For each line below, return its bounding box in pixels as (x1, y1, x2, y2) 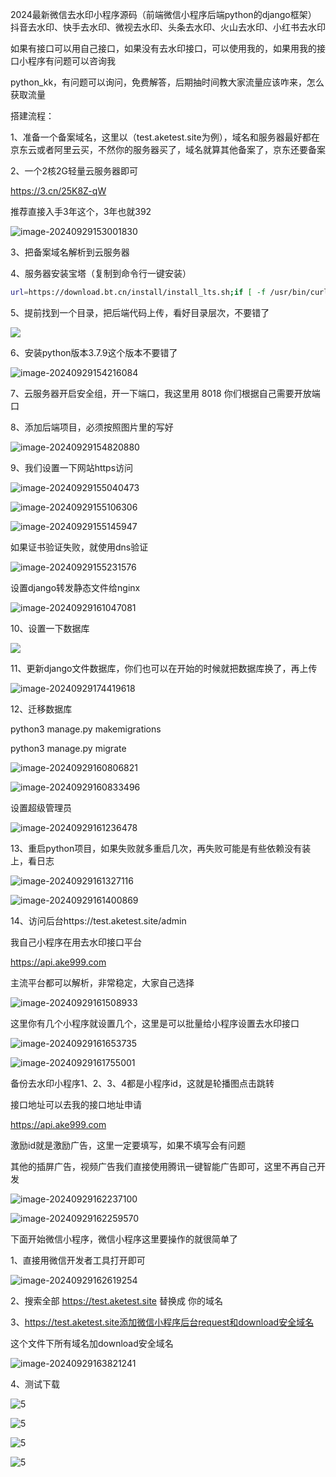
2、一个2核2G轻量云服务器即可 (10, 165, 139, 177)
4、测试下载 (10, 1378, 61, 1390)
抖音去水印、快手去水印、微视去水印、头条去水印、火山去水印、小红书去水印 (10, 21, 326, 33)
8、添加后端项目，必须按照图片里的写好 (10, 421, 174, 433)
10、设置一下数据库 (10, 622, 90, 634)
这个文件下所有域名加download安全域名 (10, 1337, 174, 1349)
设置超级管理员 (10, 801, 72, 813)
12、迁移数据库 (10, 703, 73, 715)
